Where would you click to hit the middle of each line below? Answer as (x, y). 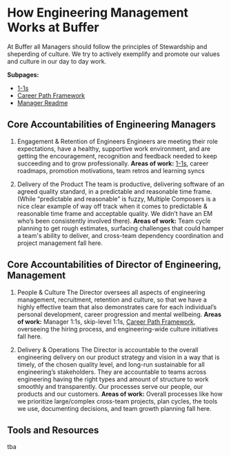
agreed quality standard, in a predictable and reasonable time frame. (114, 191)
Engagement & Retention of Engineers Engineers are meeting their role (118, 141)
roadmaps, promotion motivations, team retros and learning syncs (111, 170)
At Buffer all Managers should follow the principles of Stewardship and (107, 46)
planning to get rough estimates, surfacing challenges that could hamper (120, 228)
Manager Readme (42, 102)
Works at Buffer (53, 27)
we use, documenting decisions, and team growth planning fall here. (114, 408)
